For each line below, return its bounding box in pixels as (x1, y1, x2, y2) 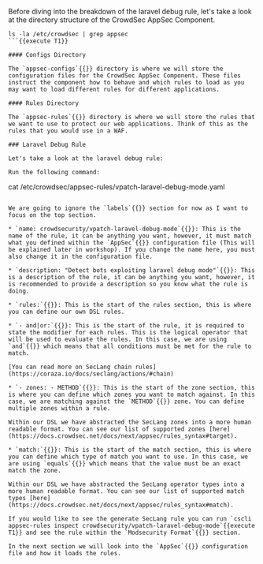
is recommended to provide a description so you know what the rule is (8, 280, 248, 288)
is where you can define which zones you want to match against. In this (8, 390, 256, 398)
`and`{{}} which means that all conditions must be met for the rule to (8, 342, 252, 350)
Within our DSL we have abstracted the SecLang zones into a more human (8, 418, 252, 426)
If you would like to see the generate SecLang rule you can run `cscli (8, 515, 252, 523)
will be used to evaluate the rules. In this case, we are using (8, 335, 227, 343)
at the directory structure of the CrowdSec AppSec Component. (8, 15, 215, 24)
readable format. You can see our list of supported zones (8, 425, 206, 433)
